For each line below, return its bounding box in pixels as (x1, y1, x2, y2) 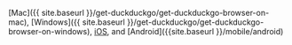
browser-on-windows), (8, 26, 92, 36)
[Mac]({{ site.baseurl (8, 8, 85, 18)
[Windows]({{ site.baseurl (31, 17, 125, 27)
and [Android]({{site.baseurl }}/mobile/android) (111, 26, 284, 36)
